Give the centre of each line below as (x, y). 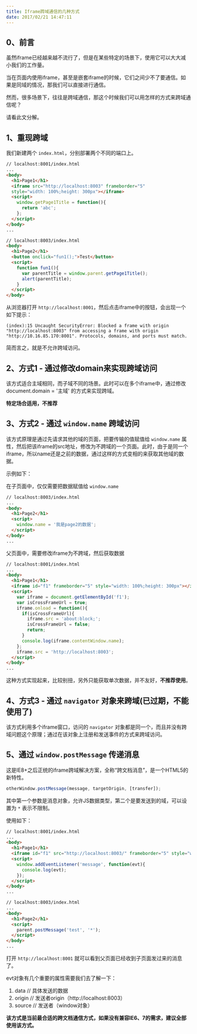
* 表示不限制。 (35, 808)
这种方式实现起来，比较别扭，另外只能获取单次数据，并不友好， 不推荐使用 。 (98, 680)
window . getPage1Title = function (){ (62, 203)
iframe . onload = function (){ (52, 608)
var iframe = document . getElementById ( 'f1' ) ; (73, 597)
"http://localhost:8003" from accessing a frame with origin (82, 331)
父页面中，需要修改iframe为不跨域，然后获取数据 (65, 553)
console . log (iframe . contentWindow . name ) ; (73, 641)
